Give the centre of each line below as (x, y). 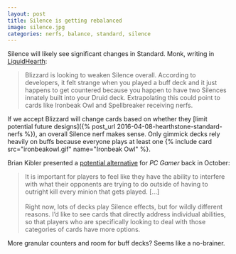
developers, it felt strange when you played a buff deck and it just (121, 83)
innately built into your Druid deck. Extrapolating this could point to (122, 98)
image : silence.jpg (36, 27)
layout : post (27, 14)
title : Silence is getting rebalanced (65, 21)
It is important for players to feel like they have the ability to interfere (125, 177)
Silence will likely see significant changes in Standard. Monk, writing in (111, 54)
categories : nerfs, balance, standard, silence (79, 34)
